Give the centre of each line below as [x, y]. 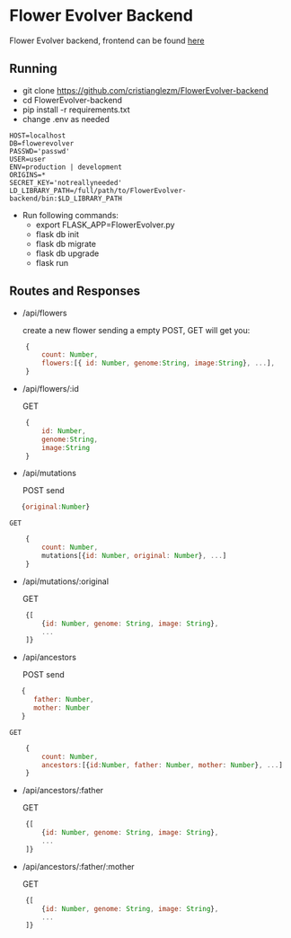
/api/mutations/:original [66, 581]
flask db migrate [66, 243]
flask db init [57, 234]
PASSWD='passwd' [40, 151]
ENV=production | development [66, 167]
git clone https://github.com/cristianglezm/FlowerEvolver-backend [145, 90]
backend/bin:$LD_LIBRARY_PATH [66, 199]
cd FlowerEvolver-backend [72, 100]
